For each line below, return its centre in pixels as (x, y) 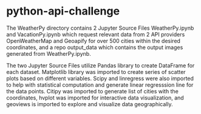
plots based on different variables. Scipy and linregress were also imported (100, 78)
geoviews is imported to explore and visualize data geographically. (90, 104)
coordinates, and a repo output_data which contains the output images (95, 47)
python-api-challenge (63, 11)
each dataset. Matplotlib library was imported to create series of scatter (96, 72)
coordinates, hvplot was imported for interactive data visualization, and (95, 98)
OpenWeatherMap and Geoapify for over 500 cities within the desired (94, 41)
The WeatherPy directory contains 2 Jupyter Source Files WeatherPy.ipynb (100, 28)
